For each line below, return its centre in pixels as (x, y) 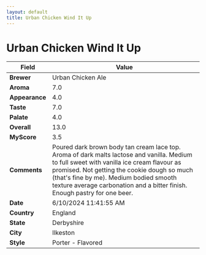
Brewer (20, 78)
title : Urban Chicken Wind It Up (49, 18)
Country (22, 213)
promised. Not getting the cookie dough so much (122, 170)
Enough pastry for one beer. (93, 193)
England (64, 213)
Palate (19, 117)
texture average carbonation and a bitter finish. (120, 185)
